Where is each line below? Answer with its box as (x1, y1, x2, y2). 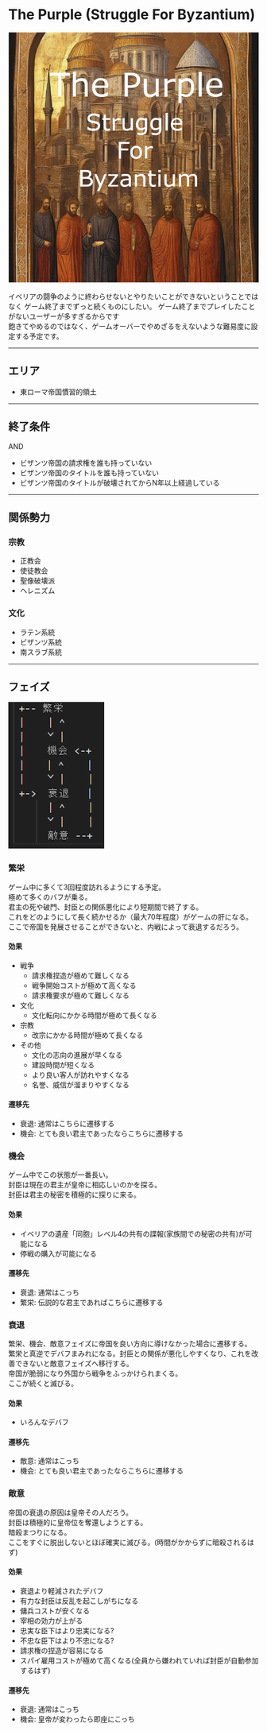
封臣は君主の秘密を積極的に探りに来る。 (8, 1190, 141, 1199)
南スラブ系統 (19, 647, 62, 656)
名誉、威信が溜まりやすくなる (31, 1079, 130, 1090)
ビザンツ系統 (19, 637, 62, 647)
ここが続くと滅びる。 (8, 1379, 78, 1388)
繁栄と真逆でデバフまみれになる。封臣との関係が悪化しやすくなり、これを (8, 1349, 252, 1358)
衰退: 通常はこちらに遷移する (19, 1119, 115, 1129)
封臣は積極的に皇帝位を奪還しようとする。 (8, 1517, 148, 1527)
